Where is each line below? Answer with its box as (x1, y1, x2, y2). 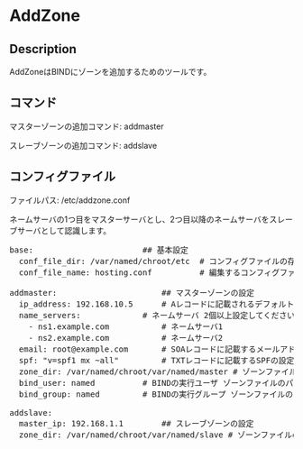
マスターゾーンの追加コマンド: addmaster (9, 121, 164, 132)
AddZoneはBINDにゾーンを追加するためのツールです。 (9, 67, 212, 77)
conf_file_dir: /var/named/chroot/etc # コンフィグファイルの (18, 256, 289, 266)
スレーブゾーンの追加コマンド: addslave (9, 140, 158, 151)
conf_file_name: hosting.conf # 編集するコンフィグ (18, 267, 280, 278)
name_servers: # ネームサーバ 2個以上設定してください (18, 310, 296, 320)
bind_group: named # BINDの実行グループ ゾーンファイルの (18, 389, 294, 399)
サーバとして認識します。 (16, 224, 112, 235)
